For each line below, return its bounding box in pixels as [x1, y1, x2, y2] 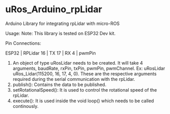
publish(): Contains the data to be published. [12, 81, 107, 88]
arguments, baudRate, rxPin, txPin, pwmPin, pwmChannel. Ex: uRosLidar [12, 65, 165, 71]
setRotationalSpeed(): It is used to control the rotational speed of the [12, 87, 157, 93]
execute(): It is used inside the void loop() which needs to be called [12, 98, 154, 104]
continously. [12, 103, 39, 109]
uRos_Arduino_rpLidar [5, 4, 102, 15]
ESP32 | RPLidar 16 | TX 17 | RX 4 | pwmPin [5, 50, 96, 56]
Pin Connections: [5, 40, 41, 46]
